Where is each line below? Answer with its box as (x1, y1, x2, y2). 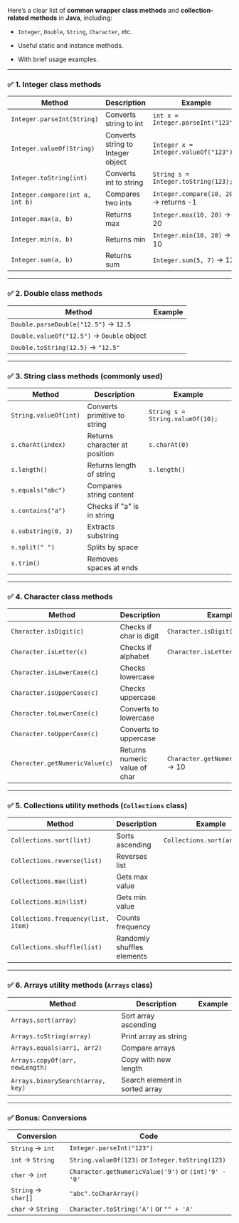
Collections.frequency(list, (11, 915, 110, 923)
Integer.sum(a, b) (11, 256, 73, 264)
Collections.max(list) (11, 877, 87, 886)
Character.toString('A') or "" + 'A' (69, 1204, 193, 1214)
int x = (152, 112, 179, 120)
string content (87, 490, 134, 500)
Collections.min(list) (11, 898, 87, 906)
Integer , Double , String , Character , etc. (17, 28, 133, 36)
